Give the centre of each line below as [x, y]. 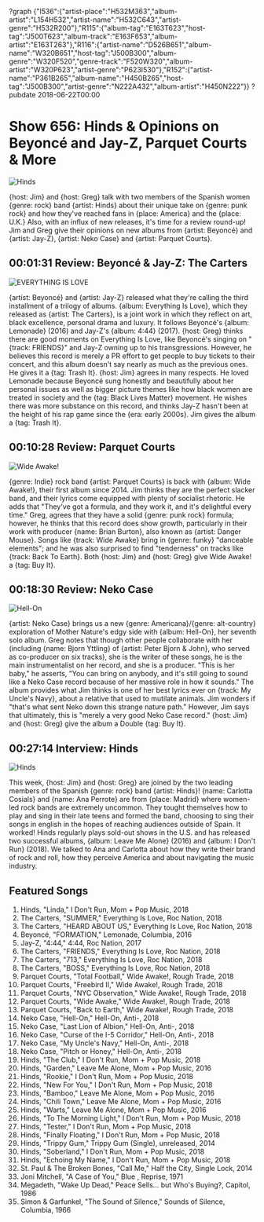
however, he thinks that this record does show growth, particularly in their [128, 523]
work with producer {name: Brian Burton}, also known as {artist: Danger [125, 531]
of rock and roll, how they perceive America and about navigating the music [132, 858]
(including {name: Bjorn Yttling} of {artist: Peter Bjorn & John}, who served [130, 649]
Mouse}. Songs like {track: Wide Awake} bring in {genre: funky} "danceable [131, 540]
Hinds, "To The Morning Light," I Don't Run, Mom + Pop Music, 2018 [130, 1118]
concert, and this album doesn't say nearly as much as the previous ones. [128, 364]
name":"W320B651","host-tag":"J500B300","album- [93, 53]
